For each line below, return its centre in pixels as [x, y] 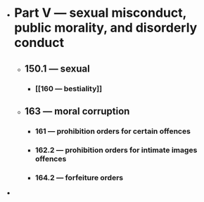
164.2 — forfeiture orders [79, 177]
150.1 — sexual [57, 68]
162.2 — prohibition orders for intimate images [116, 150]
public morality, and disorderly [106, 28]
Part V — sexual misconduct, [100, 13]
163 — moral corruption [77, 111]
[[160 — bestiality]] [69, 88]
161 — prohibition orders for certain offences [113, 131]
